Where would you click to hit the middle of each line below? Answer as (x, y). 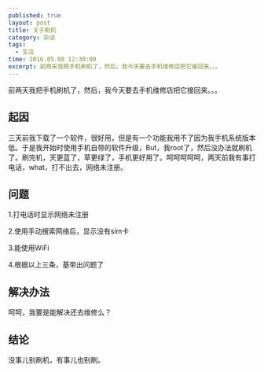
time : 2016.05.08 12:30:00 (52, 60)
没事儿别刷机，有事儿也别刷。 (56, 360)
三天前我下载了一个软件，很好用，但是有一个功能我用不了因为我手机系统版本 (132, 138)
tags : (17, 45)
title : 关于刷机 (32, 30)
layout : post (29, 23)
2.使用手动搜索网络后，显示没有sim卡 (69, 231)
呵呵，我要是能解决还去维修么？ (60, 312)
